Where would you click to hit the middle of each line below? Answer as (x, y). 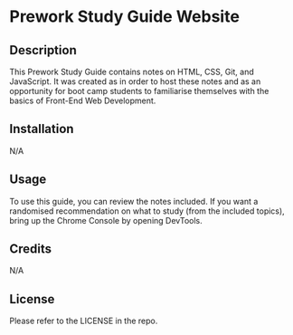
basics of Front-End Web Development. (83, 100)
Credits (31, 249)
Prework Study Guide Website (124, 17)
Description (43, 50)
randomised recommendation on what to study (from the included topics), (147, 211)
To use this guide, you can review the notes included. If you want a (134, 201)
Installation (42, 129)
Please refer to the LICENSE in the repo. (84, 321)
